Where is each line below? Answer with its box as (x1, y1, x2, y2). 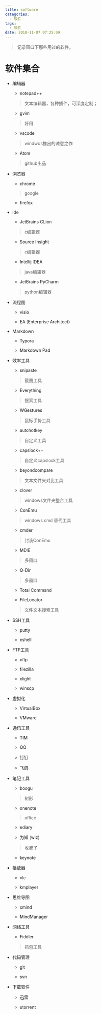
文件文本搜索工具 (24, 607, 59, 613)
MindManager (19, 914, 48, 920)
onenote (19, 805, 37, 811)
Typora (19, 338, 34, 343)
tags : (5, 21, 16, 26)
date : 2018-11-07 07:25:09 (5, 30, 60, 35)
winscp (19, 685, 34, 691)
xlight (19, 676, 31, 681)
